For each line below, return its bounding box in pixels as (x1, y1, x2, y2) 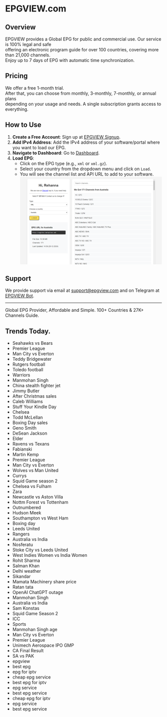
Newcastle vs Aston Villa (12, 493, 63, 499)
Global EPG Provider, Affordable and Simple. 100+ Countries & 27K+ (5, 307, 144, 313)
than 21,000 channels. (5, 52, 51, 58)
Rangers (12, 531, 30, 537)
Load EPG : (12, 155, 34, 161)
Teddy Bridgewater (12, 356, 52, 362)
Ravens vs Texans (12, 441, 50, 447)
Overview (5, 23, 36, 31)
